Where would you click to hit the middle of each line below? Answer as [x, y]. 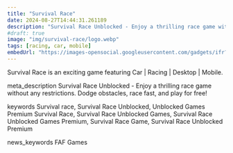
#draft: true [26, 33]
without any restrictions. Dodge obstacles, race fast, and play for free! [107, 93]
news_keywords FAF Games [48, 142]
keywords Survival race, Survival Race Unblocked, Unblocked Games [106, 106]
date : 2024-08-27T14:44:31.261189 [57, 20]
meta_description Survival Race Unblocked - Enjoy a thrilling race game [110, 86]
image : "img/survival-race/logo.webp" [63, 40]
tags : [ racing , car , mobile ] [49, 46]
